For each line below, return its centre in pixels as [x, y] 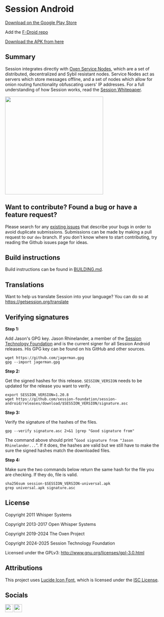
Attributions [24, 568]
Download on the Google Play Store [41, 23]
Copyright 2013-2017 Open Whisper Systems [51, 524]
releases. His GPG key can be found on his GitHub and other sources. [75, 349]
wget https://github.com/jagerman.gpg [45, 358]
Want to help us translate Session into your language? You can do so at [77, 297]
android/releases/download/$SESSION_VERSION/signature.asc [67, 403]
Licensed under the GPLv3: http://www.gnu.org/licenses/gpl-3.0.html [75, 552]
